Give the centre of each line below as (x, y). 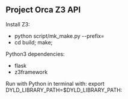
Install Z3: (18, 24)
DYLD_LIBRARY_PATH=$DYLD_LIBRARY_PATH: (64, 90)
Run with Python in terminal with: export (55, 83)
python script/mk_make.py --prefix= (59, 36)
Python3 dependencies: (35, 54)
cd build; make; (33, 42)
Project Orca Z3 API (43, 10)
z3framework (31, 72)
